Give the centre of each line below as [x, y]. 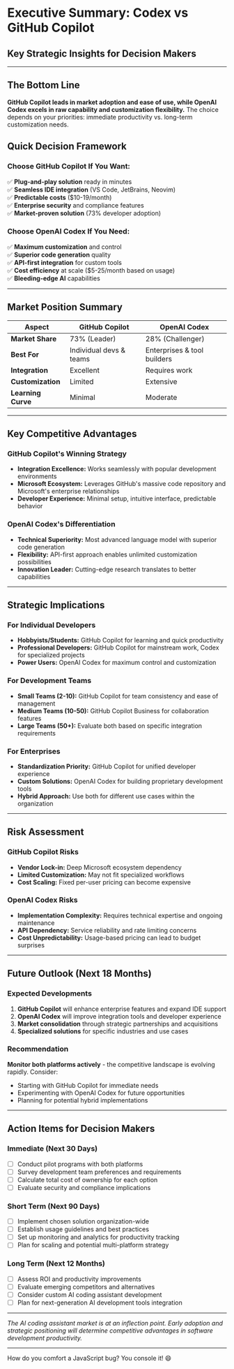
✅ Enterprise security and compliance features [76, 205]
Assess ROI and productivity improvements [79, 1279]
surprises [31, 945]
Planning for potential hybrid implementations [83, 1100]
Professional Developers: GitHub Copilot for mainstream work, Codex [118, 647]
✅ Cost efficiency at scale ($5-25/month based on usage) [91, 270]
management [36, 703]
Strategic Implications [56, 605]
